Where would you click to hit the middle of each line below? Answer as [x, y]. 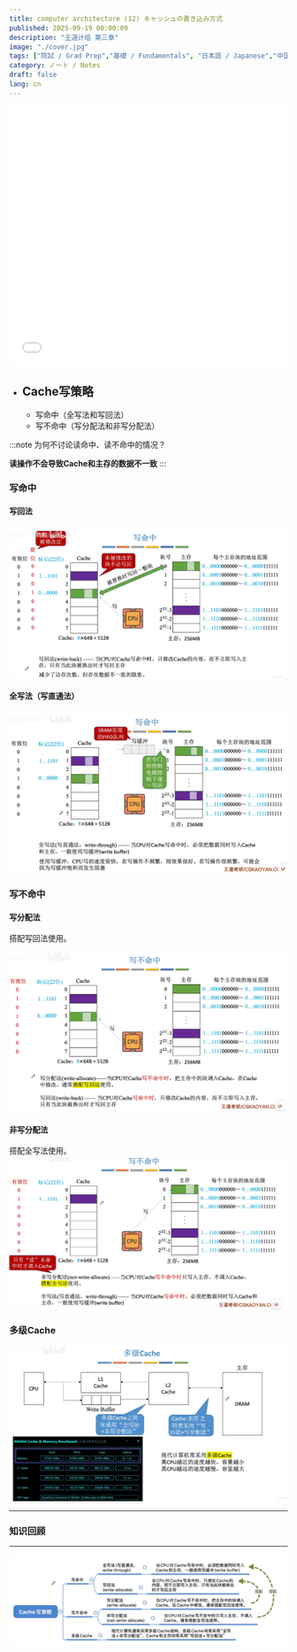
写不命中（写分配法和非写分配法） [97, 426]
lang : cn [25, 84]
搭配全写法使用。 [40, 1151]
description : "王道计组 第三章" [64, 37]
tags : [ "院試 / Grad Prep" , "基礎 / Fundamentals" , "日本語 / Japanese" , [141, 56]
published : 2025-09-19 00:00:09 [69, 28]
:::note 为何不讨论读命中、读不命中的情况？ [88, 444]
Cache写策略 [58, 392]
